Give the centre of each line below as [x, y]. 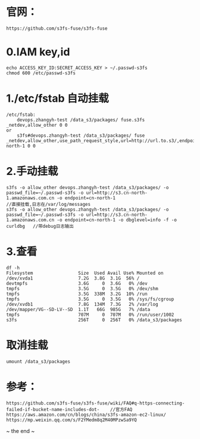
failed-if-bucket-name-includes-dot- [53, 409]
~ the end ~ [21, 431]
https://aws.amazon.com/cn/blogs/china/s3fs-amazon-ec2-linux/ [86, 415]
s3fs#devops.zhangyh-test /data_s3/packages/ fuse [81, 135]
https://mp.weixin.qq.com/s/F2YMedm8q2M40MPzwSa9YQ [71, 420]
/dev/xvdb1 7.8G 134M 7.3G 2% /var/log [82, 304]
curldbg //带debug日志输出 [40, 226]
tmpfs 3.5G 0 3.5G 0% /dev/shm [82, 289]
